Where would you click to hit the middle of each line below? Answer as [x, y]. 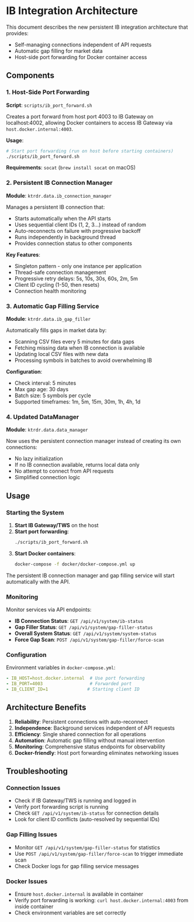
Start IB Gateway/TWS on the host [56, 525]
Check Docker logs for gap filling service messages [77, 866]
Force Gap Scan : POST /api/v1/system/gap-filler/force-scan [89, 640]
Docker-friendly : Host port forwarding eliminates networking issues [97, 752]
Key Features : [23, 255]
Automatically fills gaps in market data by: [56, 330]
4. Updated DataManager [43, 416]
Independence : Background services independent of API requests [95, 728]
